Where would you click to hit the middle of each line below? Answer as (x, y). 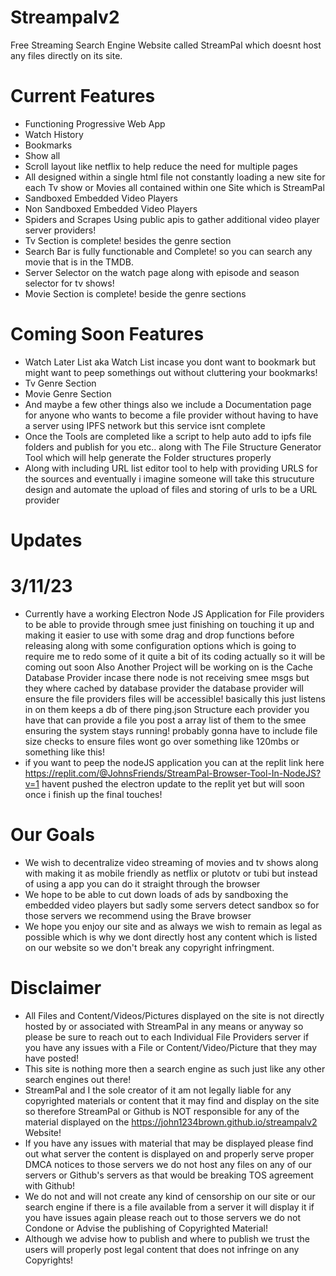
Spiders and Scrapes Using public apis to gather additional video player (172, 219)
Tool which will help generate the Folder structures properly (148, 457)
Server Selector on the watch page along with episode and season (162, 272)
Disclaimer (56, 988)
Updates (46, 540)
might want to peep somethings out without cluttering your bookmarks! (171, 372)
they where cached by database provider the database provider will (164, 688)
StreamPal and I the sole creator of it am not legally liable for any (158, 1090)
